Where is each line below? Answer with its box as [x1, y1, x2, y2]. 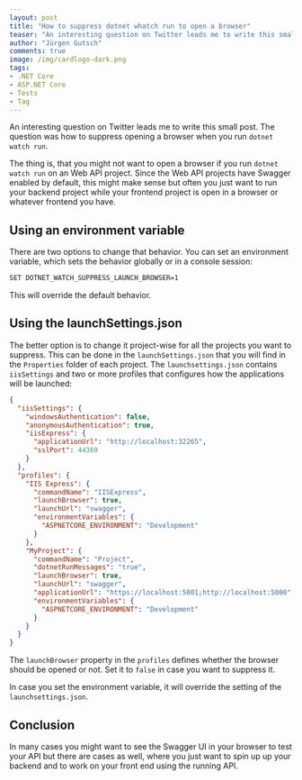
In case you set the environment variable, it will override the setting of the [9, 682, 282, 693]
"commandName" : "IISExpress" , [32, 487, 147, 496]
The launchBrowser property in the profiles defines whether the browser [9, 655, 280, 666]
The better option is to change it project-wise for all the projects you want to [9, 340, 292, 350]
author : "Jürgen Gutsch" [9, 38, 102, 48]
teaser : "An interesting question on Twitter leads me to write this [9, 30, 276, 39]
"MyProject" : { [25, 546, 83, 555]
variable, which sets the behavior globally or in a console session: [9, 256, 253, 267]
